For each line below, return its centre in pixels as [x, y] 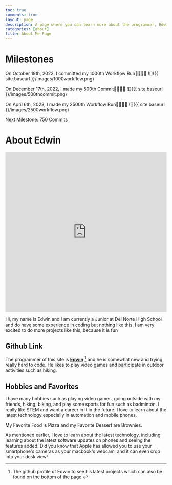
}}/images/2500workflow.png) [37, 109]
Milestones [29, 59]
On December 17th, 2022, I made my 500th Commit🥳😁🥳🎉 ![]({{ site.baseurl [84, 89]
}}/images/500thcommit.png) [36, 94]
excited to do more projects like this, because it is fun [62, 330]
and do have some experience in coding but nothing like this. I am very [80, 325]
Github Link [24, 346]
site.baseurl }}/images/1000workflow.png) [50, 79]
